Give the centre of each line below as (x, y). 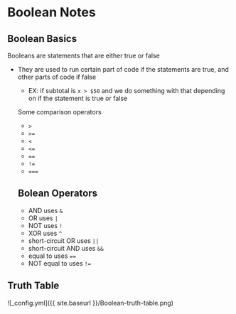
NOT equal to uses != (59, 263)
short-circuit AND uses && (66, 248)
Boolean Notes (52, 12)
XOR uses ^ (45, 233)
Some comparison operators (59, 112)
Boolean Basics (42, 39)
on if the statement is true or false (78, 98)
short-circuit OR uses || (64, 240)
